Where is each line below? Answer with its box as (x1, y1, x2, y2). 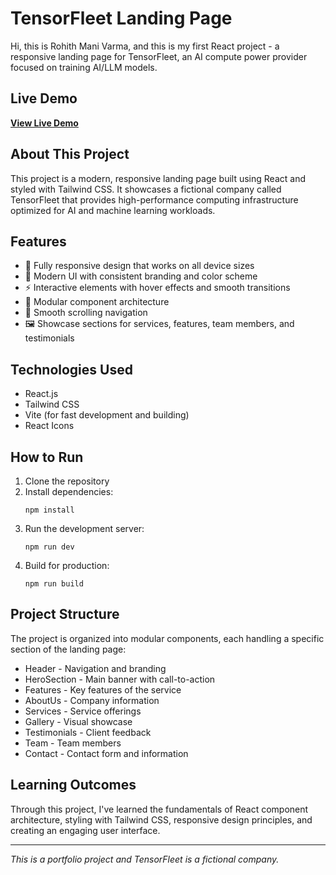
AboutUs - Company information (24, 694, 160, 706)
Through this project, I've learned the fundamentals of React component (10, 803, 309, 815)
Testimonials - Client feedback (24, 726, 152, 738)
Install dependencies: (24, 486, 114, 497)
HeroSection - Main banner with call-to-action (24, 673, 216, 685)
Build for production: (24, 560, 110, 571)
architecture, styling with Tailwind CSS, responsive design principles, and (10, 813, 313, 826)
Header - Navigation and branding (24, 662, 167, 674)
